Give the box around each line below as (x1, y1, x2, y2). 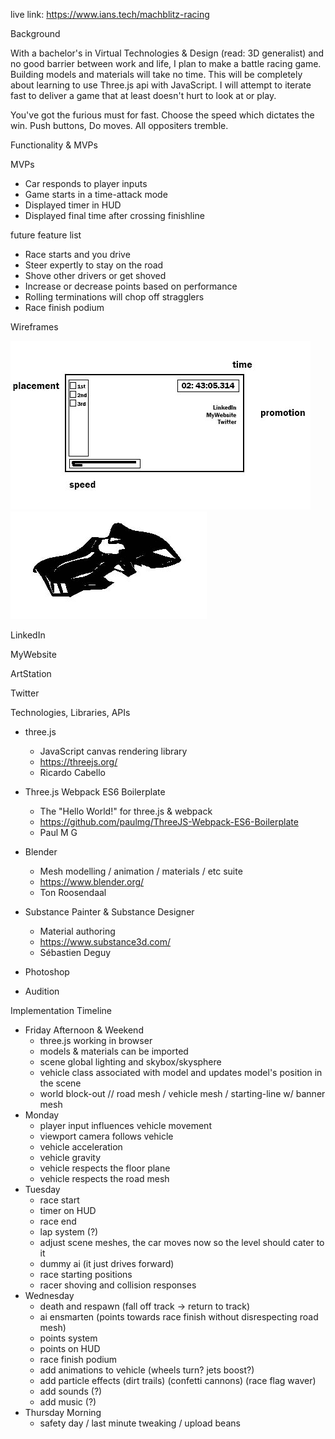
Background (10, 28, 61, 39)
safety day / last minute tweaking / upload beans (39, 1417, 241, 1429)
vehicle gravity (39, 1152, 102, 1163)
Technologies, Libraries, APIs (10, 707, 131, 718)
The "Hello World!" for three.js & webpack (39, 805, 213, 817)
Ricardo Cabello (39, 767, 106, 778)
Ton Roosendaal (39, 887, 107, 898)
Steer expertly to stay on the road (24, 259, 164, 271)
